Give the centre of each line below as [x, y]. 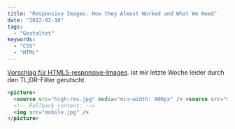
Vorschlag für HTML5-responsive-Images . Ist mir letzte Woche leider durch [116, 72]
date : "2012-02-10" [36, 20]
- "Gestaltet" [34, 33]
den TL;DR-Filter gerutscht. [47, 79]
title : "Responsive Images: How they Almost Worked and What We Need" [112, 14]
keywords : [22, 40]
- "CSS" [25, 46]
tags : [15, 26]
